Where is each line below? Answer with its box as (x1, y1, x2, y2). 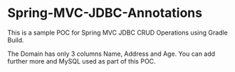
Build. (7, 35, 24, 44)
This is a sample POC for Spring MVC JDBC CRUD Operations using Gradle (7, 28, 228, 37)
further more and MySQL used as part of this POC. (7, 56, 156, 65)
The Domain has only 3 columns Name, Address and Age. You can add (7, 49, 216, 58)
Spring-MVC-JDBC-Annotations (7, 5, 203, 21)
